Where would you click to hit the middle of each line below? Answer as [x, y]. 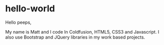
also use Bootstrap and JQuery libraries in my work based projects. [75, 37]
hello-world [30, 9]
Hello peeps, [18, 22]
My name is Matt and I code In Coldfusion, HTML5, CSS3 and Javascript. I [82, 32]
